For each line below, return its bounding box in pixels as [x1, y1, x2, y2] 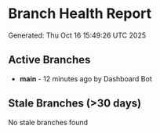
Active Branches [8, 53, 91, 66]
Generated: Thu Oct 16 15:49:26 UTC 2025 [8, 31, 147, 40]
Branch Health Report [8, 5, 152, 23]
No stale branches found [8, 117, 89, 127]
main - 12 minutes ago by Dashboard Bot [19, 74, 153, 83]
